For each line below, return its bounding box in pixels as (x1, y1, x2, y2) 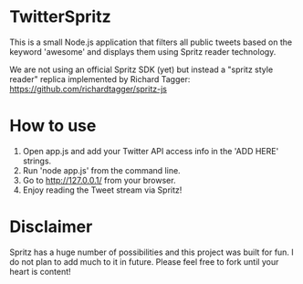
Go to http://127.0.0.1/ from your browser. (22, 174, 176, 185)
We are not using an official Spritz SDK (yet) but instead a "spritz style (9, 64, 274, 75)
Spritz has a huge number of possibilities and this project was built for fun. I (9, 247, 294, 258)
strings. (22, 155, 52, 166)
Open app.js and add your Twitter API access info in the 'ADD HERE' (22, 145, 279, 156)
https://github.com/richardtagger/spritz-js (9, 83, 167, 94)
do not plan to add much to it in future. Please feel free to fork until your (9, 256, 279, 267)
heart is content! (9, 266, 71, 277)
